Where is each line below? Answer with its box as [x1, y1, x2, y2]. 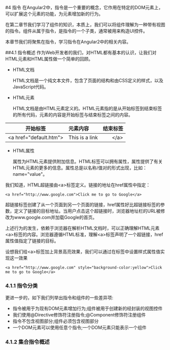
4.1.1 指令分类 [5, 282, 38, 289]
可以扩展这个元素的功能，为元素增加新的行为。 [5, 11, 103, 17]
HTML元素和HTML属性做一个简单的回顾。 [5, 56, 93, 62]
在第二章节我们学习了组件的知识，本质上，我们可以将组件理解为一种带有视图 [5, 22, 165, 27]
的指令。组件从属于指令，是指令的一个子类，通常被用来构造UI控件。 [5, 28, 148, 34]
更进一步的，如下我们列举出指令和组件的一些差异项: [5, 295, 114, 301]
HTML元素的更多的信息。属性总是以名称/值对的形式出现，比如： [12, 165, 147, 171]
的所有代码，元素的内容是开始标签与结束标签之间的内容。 [12, 112, 133, 118]
